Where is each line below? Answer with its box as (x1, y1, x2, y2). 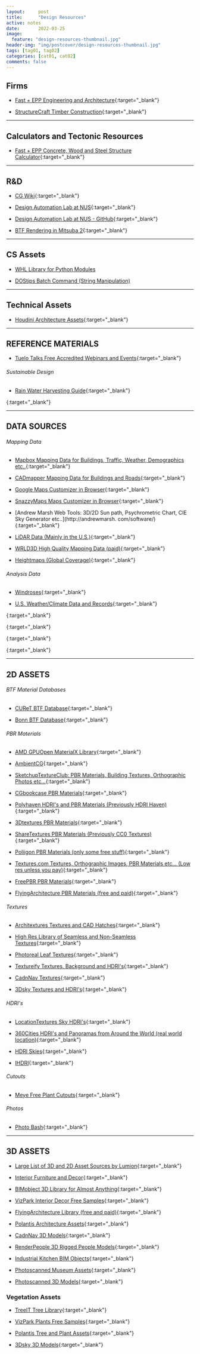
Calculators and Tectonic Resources (6, 131, 143, 141)
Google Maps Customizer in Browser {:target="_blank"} (14, 486, 150, 493)
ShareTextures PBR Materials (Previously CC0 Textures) (14, 831, 152, 838)
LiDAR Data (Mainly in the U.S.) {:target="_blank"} (14, 533, 136, 541)
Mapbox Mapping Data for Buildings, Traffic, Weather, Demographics (14, 456, 185, 463)
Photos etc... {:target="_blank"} (14, 778, 91, 785)
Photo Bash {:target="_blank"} (14, 1123, 88, 1131)
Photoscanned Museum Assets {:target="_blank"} (14, 1266, 136, 1273)
